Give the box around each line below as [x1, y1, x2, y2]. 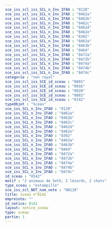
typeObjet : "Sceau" [5, 102, 47, 107]
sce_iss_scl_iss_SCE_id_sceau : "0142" [5, 97, 85, 102]
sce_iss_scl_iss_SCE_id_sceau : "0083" [5, 93, 85, 97]
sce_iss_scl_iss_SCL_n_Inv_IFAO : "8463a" [5, 39, 92, 44]
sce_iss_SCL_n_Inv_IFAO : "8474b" [5, 165, 75, 170]
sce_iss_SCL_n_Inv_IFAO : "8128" [5, 106, 72, 112]
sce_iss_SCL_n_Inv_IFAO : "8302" [5, 133, 72, 138]
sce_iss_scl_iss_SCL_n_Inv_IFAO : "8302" [5, 34, 90, 39]
